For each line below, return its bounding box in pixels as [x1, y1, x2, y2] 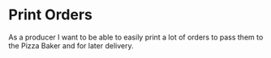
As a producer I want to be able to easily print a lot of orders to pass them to [8, 32, 264, 42]
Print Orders [8, 6, 93, 24]
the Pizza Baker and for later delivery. [8, 40, 134, 50]
